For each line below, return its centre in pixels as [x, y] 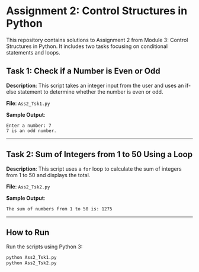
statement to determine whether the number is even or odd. [90, 92]
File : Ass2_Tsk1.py [28, 103]
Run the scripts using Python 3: [44, 247]
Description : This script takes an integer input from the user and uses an [95, 85]
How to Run [28, 232]
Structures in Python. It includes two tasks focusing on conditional [87, 46]
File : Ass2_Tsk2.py [28, 186]
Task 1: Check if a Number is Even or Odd [83, 71]
